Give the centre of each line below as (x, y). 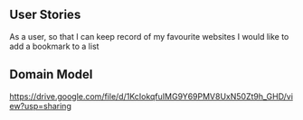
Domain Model (51, 74)
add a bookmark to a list (54, 46)
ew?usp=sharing (41, 106)
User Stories (45, 15)
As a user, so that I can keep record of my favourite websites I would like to (149, 36)
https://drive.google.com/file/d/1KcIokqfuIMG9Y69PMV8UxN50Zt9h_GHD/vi (151, 96)
